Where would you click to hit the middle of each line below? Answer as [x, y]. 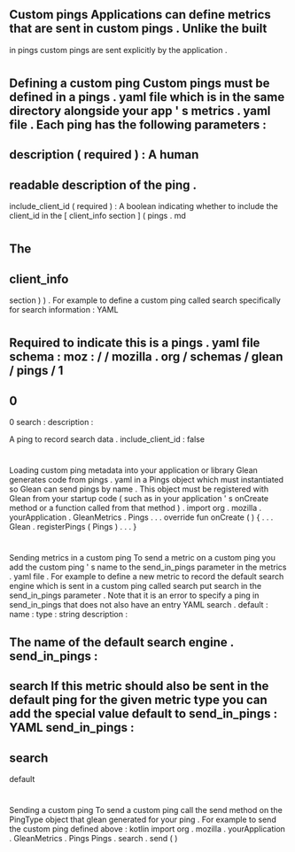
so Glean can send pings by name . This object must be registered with [139, 489]
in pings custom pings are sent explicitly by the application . [118, 50]
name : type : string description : [69, 615]
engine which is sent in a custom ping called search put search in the [136, 586]
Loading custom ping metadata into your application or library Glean [134, 470]
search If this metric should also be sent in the [139, 686]
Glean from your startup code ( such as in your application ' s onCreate [139, 499]
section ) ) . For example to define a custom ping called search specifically [145, 300]
